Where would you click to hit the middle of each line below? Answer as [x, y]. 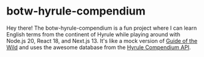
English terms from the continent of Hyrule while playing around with [93, 34]
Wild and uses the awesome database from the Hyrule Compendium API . [99, 47]
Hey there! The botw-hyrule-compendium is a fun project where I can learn [102, 28]
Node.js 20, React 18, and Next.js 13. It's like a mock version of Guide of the [102, 41]
